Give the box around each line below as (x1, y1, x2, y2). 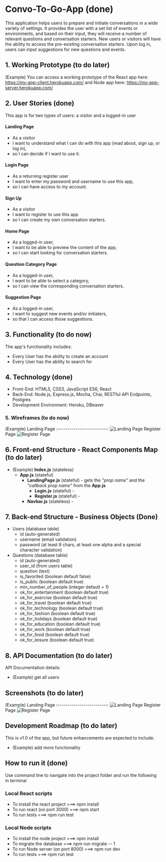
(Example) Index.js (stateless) (12, 467, 74, 473)
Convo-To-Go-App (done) (5, 3, 113, 15)
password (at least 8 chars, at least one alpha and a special (19, 542, 141, 548)
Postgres (12, 397, 31, 403)
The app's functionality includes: (5, 344, 72, 350)
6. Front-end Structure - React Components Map (5, 446, 158, 454)
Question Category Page (5, 261, 57, 267)
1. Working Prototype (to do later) (5, 61, 110, 69)
